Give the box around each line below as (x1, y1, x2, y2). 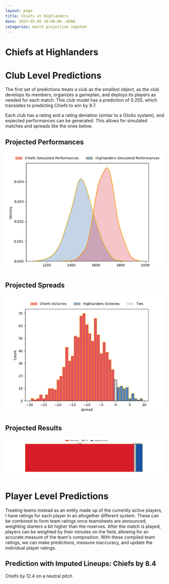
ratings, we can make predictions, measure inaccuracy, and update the (5, 539, 153, 546)
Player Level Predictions (5, 490, 109, 502)
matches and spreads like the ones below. (5, 123, 93, 129)
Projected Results (5, 424, 62, 432)
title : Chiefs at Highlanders (5, 13, 69, 19)
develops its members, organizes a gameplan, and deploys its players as (5, 92, 156, 98)
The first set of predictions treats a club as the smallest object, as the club (5, 86, 159, 93)
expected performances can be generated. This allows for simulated (5, 118, 148, 124)
